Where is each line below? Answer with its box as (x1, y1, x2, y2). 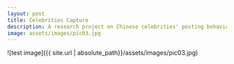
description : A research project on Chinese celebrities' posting (7, 23, 204, 30)
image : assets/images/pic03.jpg (7, 29, 101, 37)
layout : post (7, 10, 45, 17)
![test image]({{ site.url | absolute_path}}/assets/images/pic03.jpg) (7, 49, 198, 57)
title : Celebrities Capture (7, 17, 89, 24)
